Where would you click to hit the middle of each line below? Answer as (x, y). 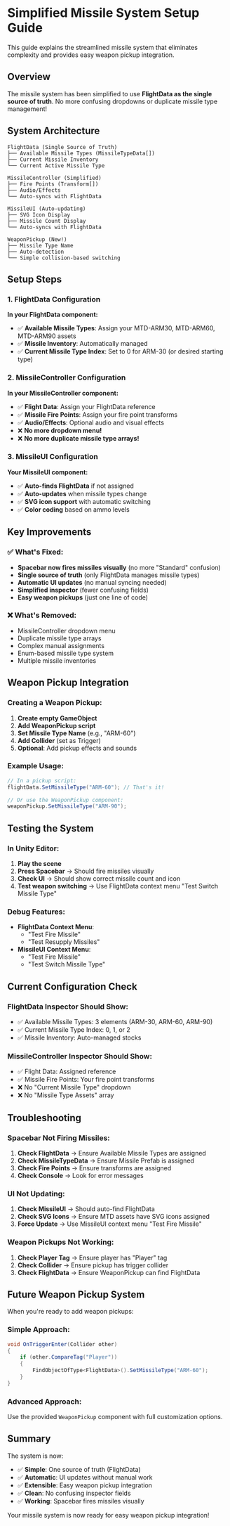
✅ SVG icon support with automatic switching (84, 501)
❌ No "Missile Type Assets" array (66, 1095)
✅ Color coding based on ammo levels (73, 509)
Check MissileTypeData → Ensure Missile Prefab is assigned (106, 1160)
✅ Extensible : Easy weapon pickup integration (85, 1485)
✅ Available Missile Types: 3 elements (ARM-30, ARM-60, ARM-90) (115, 1021)
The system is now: (35, 1456)
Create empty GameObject (57, 718)
